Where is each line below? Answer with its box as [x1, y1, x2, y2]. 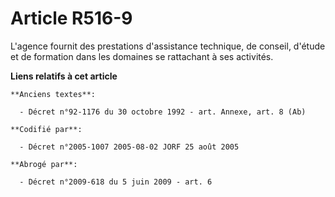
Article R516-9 [10, 7, 133, 30]
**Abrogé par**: [10, 159, 78, 169]
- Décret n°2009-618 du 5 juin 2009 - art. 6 [19, 177, 213, 187]
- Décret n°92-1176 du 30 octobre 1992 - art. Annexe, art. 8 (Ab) [19, 107, 307, 117]
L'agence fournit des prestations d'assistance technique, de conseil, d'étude [10, 40, 326, 52]
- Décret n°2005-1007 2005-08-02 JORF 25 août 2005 [19, 142, 240, 152]
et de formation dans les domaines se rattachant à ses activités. [10, 50, 274, 62]
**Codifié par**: [10, 124, 83, 134]
